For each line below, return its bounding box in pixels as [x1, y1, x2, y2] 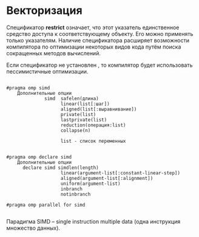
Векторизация [6, 4, 83, 18]
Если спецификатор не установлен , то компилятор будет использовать [6, 61, 193, 69]
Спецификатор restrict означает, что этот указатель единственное [6, 24, 180, 31]
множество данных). [6, 224, 61, 232]
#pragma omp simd [6, 84, 50, 91]
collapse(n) [60, 127, 91, 134]
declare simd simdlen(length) [22, 165, 99, 171]
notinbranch [60, 191, 91, 197]
